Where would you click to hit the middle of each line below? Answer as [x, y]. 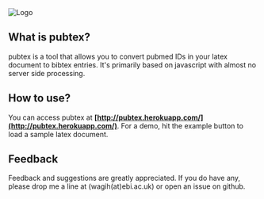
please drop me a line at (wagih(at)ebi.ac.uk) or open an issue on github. [127, 186]
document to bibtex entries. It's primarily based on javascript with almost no [132, 65]
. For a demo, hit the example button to [180, 125]
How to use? [40, 98]
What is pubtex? [50, 38]
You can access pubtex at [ [53, 117]
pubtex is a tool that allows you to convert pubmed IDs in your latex [118, 56]
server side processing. [47, 73]
